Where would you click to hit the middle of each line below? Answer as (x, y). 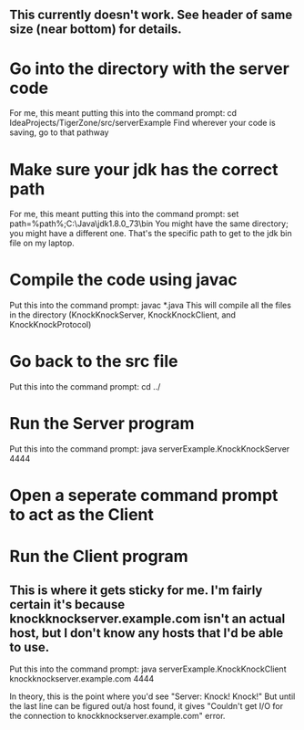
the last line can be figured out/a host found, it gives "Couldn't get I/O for (147, 706)
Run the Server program (102, 424)
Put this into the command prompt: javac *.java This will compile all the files (150, 306)
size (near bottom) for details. (96, 30)
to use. (30, 647)
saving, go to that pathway (59, 132)
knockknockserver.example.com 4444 (82, 679)
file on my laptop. (42, 243)
